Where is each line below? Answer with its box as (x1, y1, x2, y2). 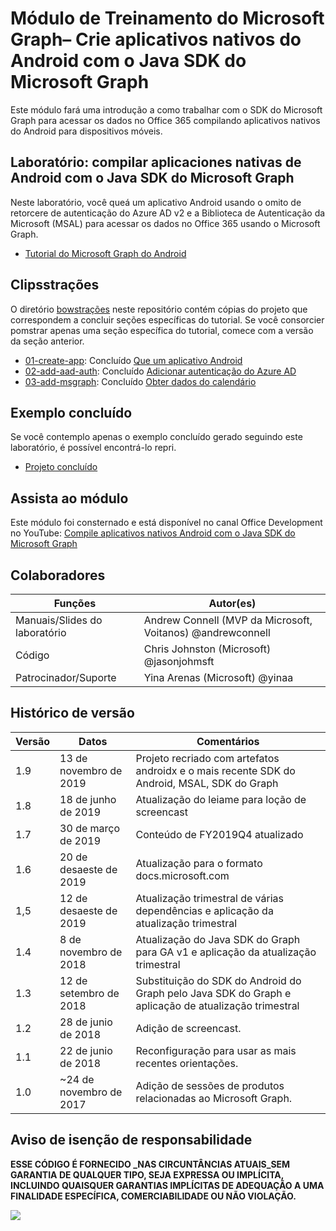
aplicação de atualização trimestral (135, 998, 300, 1012)
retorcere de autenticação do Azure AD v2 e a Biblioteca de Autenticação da (10, 207, 326, 219)
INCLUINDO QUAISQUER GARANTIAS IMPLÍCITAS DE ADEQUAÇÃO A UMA (10, 1179, 325, 1191)
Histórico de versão (10, 705, 135, 722)
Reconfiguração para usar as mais (135, 1043, 297, 1057)
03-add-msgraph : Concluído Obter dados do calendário (24, 375, 257, 387)
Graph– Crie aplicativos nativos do (10, 28, 302, 51)
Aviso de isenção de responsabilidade (10, 1132, 253, 1149)
